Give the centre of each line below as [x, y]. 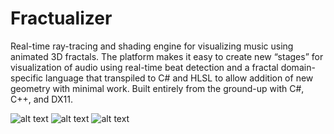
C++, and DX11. [41, 99]
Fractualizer [61, 18]
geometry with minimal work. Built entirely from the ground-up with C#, [157, 88]
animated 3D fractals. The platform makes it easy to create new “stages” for [167, 56]
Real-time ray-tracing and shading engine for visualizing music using [152, 46]
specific [27, 78]
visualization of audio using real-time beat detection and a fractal [144, 67]
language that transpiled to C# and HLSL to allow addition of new [179, 78]
